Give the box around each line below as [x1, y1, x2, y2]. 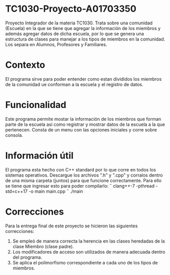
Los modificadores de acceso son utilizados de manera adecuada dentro [12, 249, 165, 255]
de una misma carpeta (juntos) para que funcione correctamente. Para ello [5, 177, 162, 183]
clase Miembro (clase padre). [12, 243, 74, 249]
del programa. [12, 254, 42, 260]
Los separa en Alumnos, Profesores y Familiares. [5, 41, 108, 47]
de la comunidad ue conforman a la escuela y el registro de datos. [5, 81, 144, 87]
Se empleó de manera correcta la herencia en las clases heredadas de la [12, 238, 165, 244]
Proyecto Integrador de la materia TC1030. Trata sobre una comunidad [5, 20, 153, 26]
